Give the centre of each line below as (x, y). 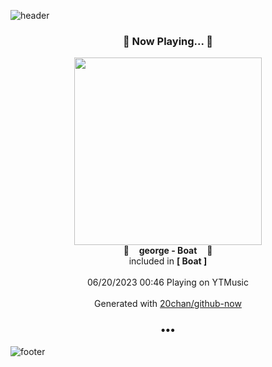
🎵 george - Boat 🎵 (168, 251)
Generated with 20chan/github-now (168, 304)
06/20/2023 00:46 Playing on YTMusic (168, 282)
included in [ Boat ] (168, 261)
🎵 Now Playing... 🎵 (168, 41)
